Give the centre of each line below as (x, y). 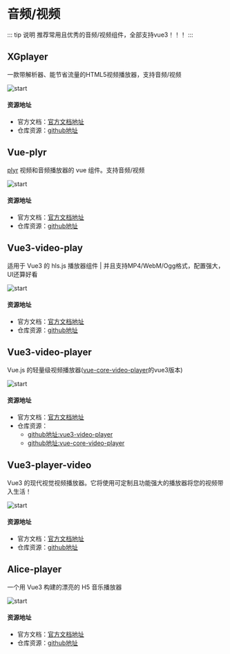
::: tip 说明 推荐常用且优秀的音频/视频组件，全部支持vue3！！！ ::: (100, 35)
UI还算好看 (22, 274)
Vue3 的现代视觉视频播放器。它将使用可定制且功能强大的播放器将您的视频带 (115, 482)
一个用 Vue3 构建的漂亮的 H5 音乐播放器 (65, 587)
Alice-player (35, 569)
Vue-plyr (27, 153)
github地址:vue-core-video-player (76, 443)
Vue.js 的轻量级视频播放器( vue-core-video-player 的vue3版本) (95, 370)
